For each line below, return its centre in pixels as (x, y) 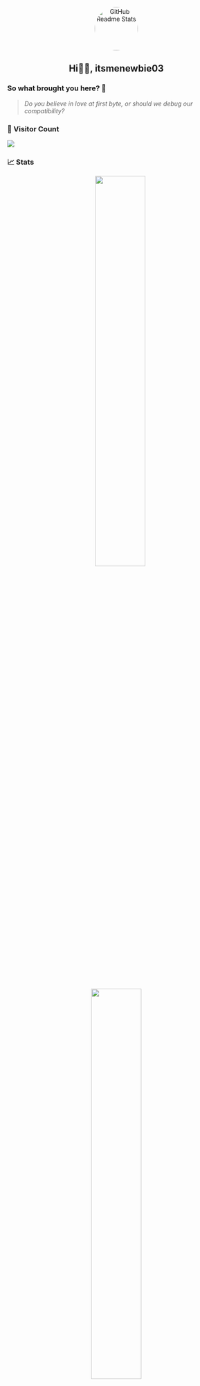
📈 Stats (21, 162)
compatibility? (44, 110)
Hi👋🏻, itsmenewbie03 (116, 68)
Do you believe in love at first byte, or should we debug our (108, 104)
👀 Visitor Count (33, 129)
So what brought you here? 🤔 (57, 88)
